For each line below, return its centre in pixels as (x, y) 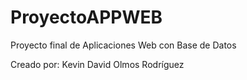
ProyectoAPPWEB (86, 17)
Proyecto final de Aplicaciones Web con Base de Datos (123, 45)
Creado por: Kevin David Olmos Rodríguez (97, 64)
